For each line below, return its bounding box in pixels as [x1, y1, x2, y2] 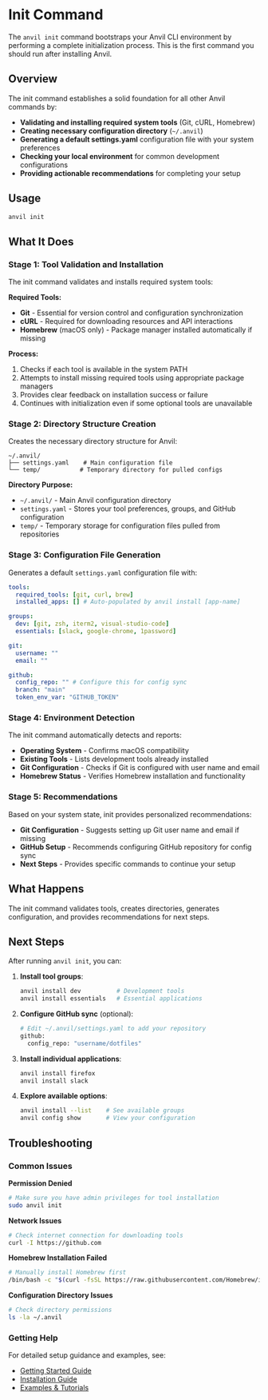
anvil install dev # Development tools [19, 987, 185, 995]
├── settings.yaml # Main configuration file [8, 459, 173, 467]
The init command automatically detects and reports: [8, 730, 182, 740]
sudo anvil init [8, 1201, 62, 1209]
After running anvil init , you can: [8, 956, 122, 966]
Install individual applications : [19, 1054, 122, 1063]
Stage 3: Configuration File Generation [8, 549, 161, 560]
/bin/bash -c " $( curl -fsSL [8, 1276, 102, 1284]
